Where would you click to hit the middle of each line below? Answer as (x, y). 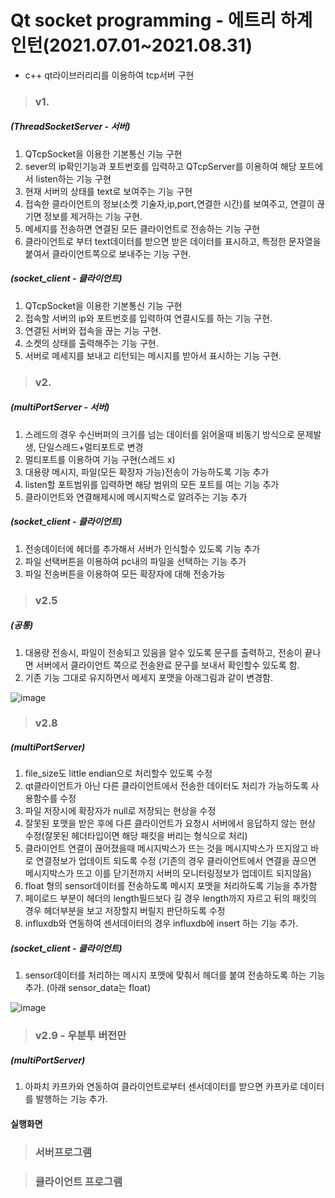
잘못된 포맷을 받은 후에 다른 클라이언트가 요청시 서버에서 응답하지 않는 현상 (170, 823)
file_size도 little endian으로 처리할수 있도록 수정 (118, 773)
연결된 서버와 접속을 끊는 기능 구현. (93, 330)
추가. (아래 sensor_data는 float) (88, 988)
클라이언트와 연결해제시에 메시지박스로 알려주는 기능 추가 (136, 497)
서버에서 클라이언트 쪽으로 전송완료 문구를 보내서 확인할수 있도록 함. (167, 665)
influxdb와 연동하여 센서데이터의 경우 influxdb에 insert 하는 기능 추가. (161, 923)
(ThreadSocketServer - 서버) (70, 127)
